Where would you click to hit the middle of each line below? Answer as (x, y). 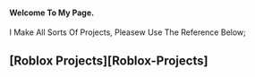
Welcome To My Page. (52, 13)
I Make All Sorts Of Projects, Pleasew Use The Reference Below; (127, 32)
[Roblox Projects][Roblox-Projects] (109, 60)
